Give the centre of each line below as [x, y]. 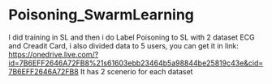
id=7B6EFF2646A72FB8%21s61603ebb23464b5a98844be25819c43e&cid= [136, 63]
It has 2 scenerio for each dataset [136, 71]
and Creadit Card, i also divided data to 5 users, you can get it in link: [124, 45]
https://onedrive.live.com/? [54, 54]
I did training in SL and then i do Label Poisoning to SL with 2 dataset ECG [132, 37]
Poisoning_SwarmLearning [101, 15]
